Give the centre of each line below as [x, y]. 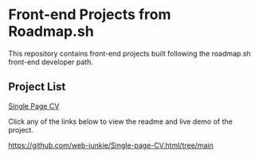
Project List [37, 87]
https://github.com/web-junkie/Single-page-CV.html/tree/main [111, 145]
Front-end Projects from [90, 15]
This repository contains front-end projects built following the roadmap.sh [129, 53]
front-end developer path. [51, 62]
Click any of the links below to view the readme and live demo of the [120, 121]
